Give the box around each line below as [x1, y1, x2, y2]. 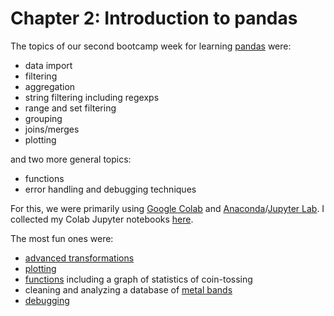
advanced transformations [24, 252, 135, 264]
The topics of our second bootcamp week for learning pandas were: [10, 40, 292, 52]
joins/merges [24, 123, 80, 135]
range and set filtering [24, 102, 117, 114]
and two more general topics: [10, 153, 132, 165]
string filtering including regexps [24, 91, 160, 103]
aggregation [24, 80, 76, 92]
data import [24, 59, 73, 71]
